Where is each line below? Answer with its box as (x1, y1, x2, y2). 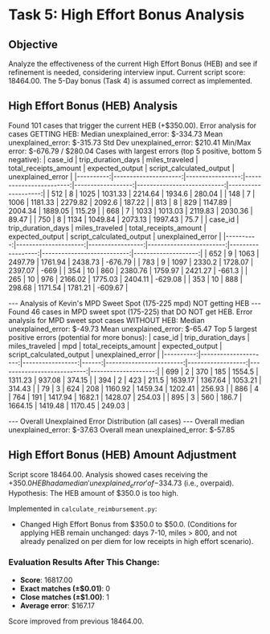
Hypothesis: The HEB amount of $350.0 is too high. (8, 489, 179, 498)
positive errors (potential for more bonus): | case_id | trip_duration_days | (8, 332, 251, 342)
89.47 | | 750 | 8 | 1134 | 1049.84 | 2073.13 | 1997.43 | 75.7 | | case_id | (8, 215, 239, 224)
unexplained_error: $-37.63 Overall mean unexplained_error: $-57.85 (8, 424, 235, 435)
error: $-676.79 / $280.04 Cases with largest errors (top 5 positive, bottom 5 (8, 146, 262, 156)
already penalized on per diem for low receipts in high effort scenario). (19, 537, 254, 546)
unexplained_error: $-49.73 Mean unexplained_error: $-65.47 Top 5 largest (8, 324, 257, 333)
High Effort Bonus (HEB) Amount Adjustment (8, 448, 237, 462)
